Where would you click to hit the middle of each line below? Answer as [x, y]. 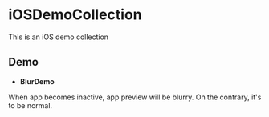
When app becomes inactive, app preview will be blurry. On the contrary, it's [135, 97]
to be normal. [31, 105]
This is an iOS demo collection [59, 37]
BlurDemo [37, 81]
